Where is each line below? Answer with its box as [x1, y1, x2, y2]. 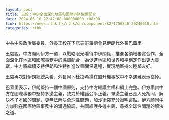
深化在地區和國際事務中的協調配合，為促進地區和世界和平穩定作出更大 [9, 57, 155, 63]
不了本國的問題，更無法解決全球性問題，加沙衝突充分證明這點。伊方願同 [9, 97, 159, 103]
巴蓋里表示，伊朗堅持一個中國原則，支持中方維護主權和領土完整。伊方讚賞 [5, 84, 159, 90]
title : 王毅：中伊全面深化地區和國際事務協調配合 [5, 12, 96, 17]
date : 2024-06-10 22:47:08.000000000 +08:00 [5, 16, 100, 21]
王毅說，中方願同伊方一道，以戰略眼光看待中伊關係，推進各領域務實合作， [5, 51, 159, 57]
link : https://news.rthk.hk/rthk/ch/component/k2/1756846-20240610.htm [5, 21, 158, 26]
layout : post [5, 7, 33, 12]
